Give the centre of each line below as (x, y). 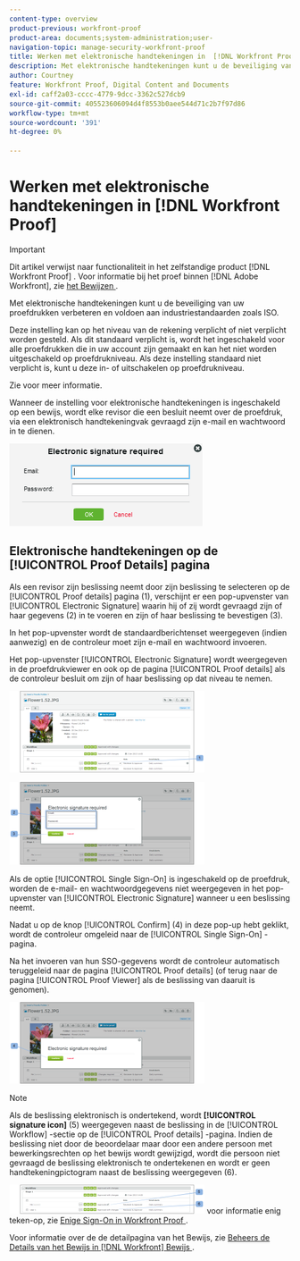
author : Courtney (42, 76)
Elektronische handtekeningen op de (114, 551)
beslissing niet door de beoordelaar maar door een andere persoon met (141, 1143)
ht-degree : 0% (36, 132)
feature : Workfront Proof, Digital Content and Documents (119, 85)
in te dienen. (32, 431)
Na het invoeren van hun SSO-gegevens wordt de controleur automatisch (144, 961)
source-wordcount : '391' (55, 122)
